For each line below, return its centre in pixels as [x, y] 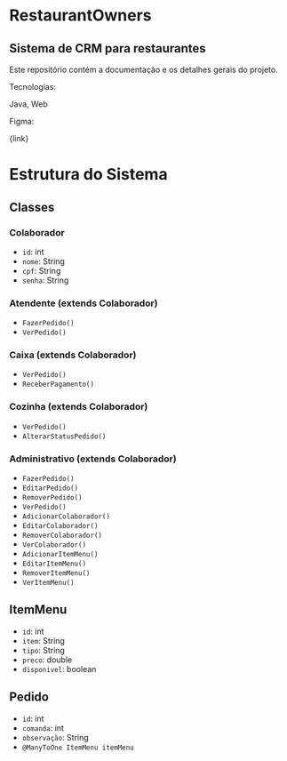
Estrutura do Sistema [88, 175]
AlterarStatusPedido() [64, 437]
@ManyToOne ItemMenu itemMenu [78, 748]
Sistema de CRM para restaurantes [108, 48]
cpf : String [41, 270]
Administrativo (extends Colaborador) [93, 459]
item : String [43, 640]
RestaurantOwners [81, 16]
